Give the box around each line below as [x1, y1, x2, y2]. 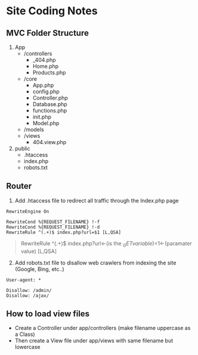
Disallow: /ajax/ [6, 292, 49, 298]
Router [6, 181, 32, 191]
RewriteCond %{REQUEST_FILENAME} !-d [6, 224, 100, 230]
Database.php [32, 101, 67, 108]
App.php [32, 82, 54, 89]
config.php [32, 88, 60, 95]
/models [23, 126, 44, 133]
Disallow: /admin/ [6, 287, 52, 293]
